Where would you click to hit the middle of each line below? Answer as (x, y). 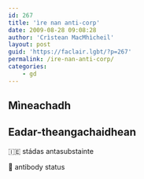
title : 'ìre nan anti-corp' (54, 23)
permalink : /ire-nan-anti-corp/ (61, 60)
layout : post (30, 45)
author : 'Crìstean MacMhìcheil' (61, 37)
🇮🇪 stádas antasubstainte (51, 151)
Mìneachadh (40, 106)
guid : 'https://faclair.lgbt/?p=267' (70, 52)
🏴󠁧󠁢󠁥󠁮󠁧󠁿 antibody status (37, 166)
